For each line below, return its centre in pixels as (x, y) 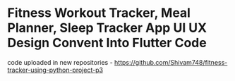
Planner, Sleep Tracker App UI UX (107, 28)
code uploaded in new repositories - (60, 62)
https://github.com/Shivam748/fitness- (171, 62)
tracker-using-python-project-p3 (55, 70)
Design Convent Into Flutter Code (107, 43)
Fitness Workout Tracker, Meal (99, 13)
